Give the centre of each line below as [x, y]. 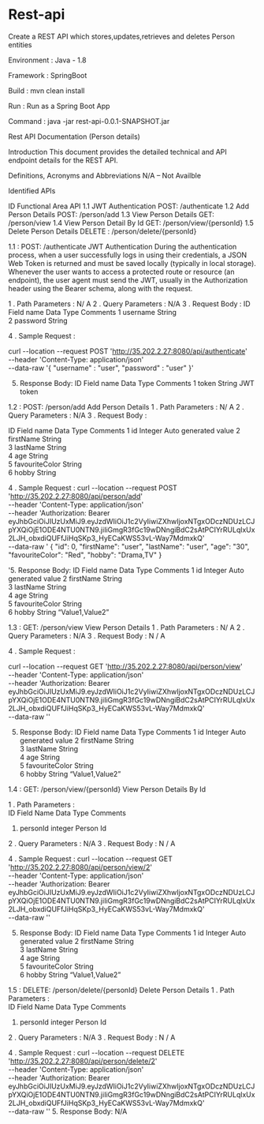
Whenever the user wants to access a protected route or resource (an [121, 272]
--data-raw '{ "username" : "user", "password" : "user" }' [101, 368]
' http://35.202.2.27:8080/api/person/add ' [76, 496]
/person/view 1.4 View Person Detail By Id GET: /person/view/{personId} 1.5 [131, 223]
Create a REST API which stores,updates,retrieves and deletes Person [121, 36]
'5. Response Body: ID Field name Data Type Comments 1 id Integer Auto [126, 570]
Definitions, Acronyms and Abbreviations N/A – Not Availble [105, 175]
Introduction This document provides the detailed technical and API [117, 152]
